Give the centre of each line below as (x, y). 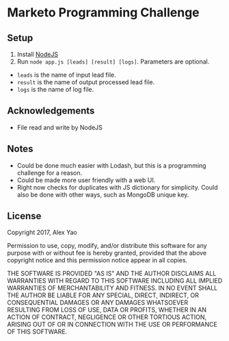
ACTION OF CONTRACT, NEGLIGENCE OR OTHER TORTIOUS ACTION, (107, 317)
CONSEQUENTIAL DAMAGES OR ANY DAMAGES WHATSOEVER (98, 303)
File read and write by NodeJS (59, 127)
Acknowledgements (51, 111)
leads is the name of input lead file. (66, 75)
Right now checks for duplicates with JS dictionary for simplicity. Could (117, 187)
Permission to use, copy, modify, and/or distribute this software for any (107, 246)
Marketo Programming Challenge (103, 13)
